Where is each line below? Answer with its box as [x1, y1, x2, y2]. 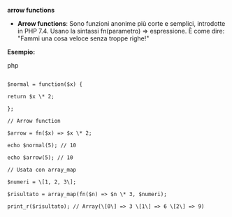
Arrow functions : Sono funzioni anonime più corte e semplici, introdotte [17, 20, 226, 27]
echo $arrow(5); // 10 [7, 154, 73, 161]
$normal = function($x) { [7, 81, 82, 88]
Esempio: [7, 48, 36, 56]
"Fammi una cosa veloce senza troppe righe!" [17, 34, 150, 43]
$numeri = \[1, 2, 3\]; [7, 179, 77, 186]
